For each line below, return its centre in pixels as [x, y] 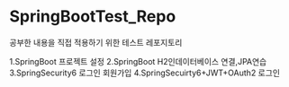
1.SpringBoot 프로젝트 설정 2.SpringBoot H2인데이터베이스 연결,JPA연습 [138, 61]
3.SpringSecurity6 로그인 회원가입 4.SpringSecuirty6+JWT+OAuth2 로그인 [145, 73]
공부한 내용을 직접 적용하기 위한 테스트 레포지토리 [96, 42]
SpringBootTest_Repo [93, 17]
